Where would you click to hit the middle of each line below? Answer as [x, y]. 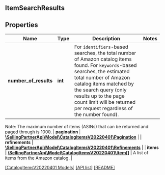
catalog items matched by [104, 84]
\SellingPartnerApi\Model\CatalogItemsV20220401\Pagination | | [73, 137]
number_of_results [30, 81]
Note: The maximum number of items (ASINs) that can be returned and [77, 127]
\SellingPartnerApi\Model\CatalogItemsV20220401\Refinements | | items [82, 147]
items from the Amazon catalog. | [39, 158]
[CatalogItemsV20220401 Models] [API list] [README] [60, 168]
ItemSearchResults [35, 8]
